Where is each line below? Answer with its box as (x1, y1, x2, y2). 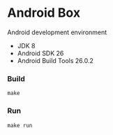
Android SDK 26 (17, 49, 64, 57)
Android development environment (7, 28, 107, 36)
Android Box (7, 5, 81, 21)
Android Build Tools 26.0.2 (17, 56, 94, 64)
